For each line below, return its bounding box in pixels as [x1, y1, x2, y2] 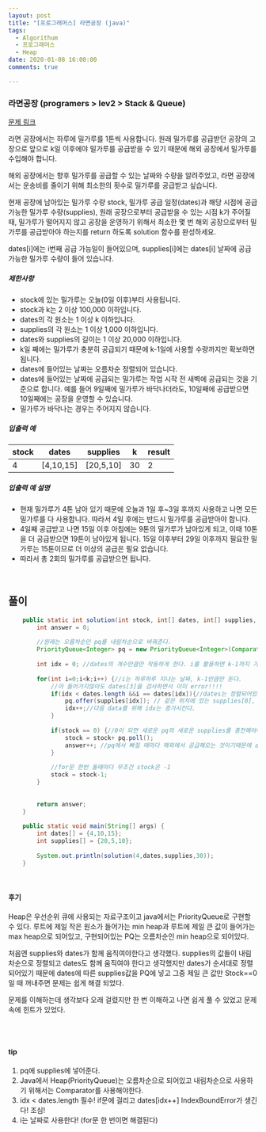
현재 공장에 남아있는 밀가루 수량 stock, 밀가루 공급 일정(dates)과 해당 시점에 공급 [8, 197, 258, 207]
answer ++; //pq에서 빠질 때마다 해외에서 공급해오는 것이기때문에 [64, 741, 252, 749]
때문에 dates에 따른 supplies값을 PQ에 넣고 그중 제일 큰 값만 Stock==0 [35, 968, 257, 978]
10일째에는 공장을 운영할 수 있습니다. [19, 394, 133, 404]
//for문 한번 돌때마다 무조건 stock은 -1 [50, 764, 171, 772]
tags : [8, 26, 26, 34]
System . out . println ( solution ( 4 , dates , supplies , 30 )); [36, 852, 215, 859]
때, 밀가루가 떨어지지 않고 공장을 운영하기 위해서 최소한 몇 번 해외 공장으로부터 [8, 217, 249, 227]
